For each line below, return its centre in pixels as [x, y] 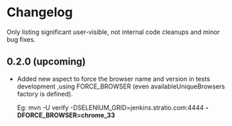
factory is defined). [45, 93]
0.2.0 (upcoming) [46, 62]
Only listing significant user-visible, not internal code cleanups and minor [114, 32]
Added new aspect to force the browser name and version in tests [114, 79]
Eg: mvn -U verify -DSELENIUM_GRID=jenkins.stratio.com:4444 [110, 108]
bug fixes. [21, 39]
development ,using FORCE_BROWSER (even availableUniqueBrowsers [121, 86]
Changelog [40, 12]
